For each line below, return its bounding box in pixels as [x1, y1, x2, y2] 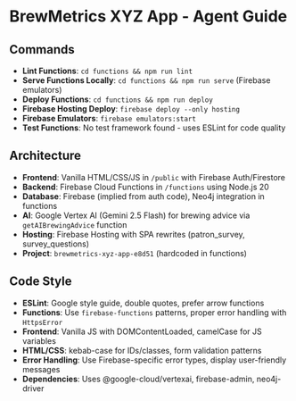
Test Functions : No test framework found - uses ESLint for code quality [21, 122, 286, 133]
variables [21, 335, 56, 346]
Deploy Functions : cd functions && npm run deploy [21, 94, 214, 104]
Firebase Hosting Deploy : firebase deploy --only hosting [21, 104, 241, 113]
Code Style [9, 274, 72, 289]
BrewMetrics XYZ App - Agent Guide [9, 6, 288, 27]
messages [21, 363, 61, 374]
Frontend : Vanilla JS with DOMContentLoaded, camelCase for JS [21, 326, 262, 337]
